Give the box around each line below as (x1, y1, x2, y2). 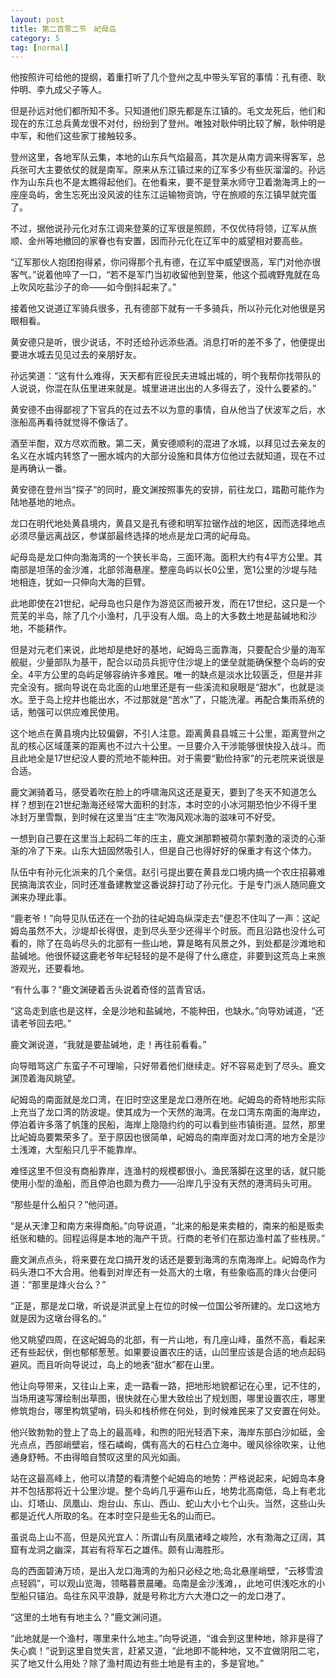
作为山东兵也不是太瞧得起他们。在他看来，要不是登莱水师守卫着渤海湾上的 (10, 176, 317, 188)
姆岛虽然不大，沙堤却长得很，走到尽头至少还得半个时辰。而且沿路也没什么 (10, 925, 317, 937)
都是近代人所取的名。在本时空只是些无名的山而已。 (10, 1510, 221, 1522)
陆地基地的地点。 (10, 496, 81, 508)
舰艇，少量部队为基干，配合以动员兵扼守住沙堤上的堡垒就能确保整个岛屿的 (10, 656, 317, 668)
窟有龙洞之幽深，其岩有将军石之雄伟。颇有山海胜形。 (10, 1544, 230, 1556)
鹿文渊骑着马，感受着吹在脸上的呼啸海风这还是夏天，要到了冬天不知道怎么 (10, 786, 317, 798)
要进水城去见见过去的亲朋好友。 (10, 349, 142, 361)
